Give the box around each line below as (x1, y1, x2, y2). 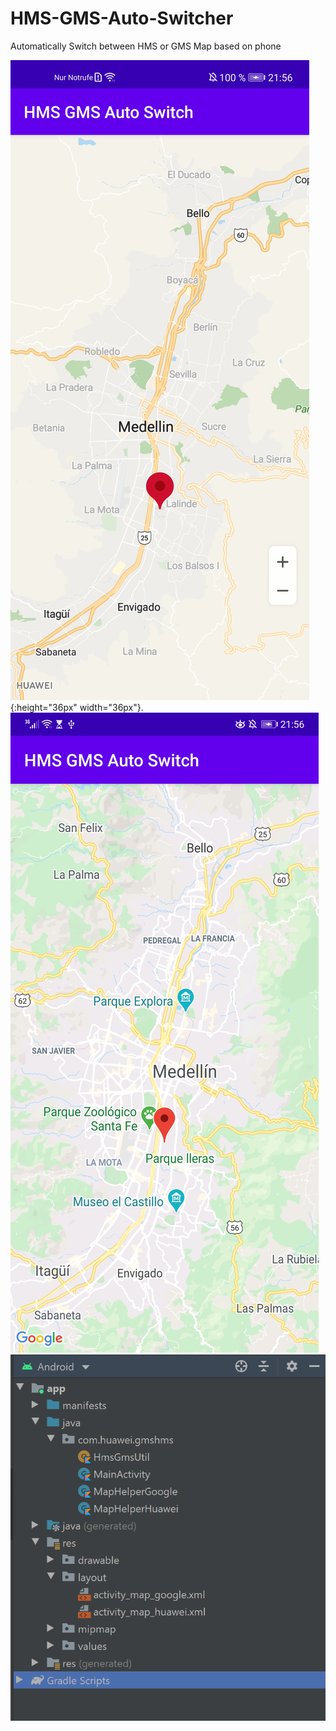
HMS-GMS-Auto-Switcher (10, 7, 234, 30)
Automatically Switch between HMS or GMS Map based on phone (10, 40, 282, 52)
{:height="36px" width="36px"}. (10, 701, 144, 713)
